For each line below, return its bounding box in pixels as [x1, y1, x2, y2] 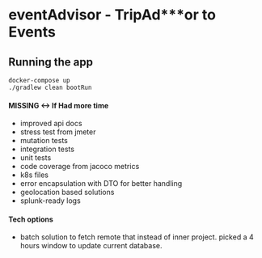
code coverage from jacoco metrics [19, 162, 140, 171]
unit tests [19, 153, 52, 163]
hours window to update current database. [19, 241, 163, 251]
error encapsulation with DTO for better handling [19, 179, 183, 188]
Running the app [8, 55, 93, 69]
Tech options [8, 214, 54, 224]
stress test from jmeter [19, 127, 96, 137]
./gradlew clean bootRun [8, 83, 92, 91]
